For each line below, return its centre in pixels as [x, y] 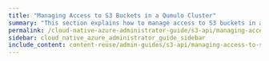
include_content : [37, 45]
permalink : [26, 30]
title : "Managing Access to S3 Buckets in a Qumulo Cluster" [112, 15]
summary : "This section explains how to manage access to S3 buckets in [132, 23]
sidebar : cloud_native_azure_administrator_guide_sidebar [107, 38]
